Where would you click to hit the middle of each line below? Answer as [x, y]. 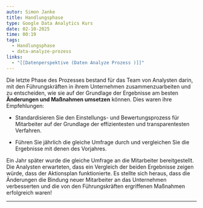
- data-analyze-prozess [41, 52]
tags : [13, 40]
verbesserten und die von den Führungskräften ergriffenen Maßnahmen [96, 186]
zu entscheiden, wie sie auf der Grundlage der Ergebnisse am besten [92, 93]
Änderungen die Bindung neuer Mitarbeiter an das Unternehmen [87, 179]
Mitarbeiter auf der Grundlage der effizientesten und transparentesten [102, 124]
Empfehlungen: [25, 106]
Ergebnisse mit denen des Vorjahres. [61, 149]
